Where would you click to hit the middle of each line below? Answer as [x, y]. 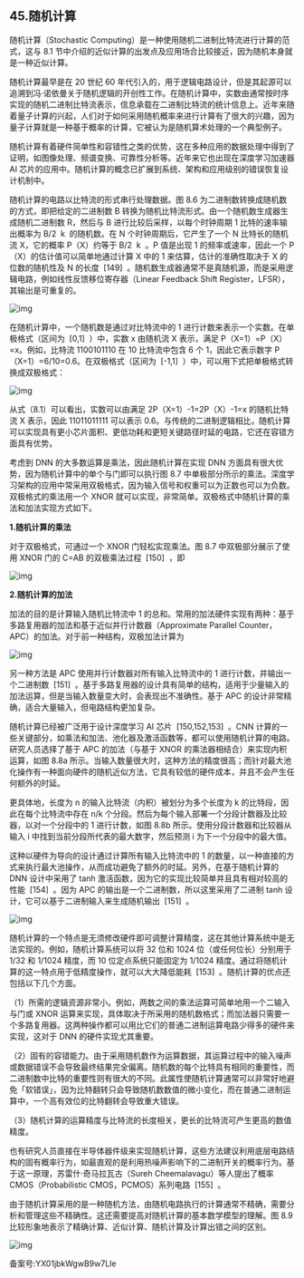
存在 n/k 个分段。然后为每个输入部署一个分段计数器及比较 [180, 813]
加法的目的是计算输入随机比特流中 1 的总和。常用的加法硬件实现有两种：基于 [152, 614]
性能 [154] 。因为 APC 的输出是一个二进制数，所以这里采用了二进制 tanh [146, 889]
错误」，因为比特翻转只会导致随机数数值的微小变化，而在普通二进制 [158, 1089]
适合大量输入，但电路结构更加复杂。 [92, 707]
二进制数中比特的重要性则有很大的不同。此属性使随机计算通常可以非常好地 [148, 1078]
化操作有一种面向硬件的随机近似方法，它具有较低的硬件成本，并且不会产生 [148, 771]
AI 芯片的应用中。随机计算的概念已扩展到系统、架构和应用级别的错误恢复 [145, 169]
